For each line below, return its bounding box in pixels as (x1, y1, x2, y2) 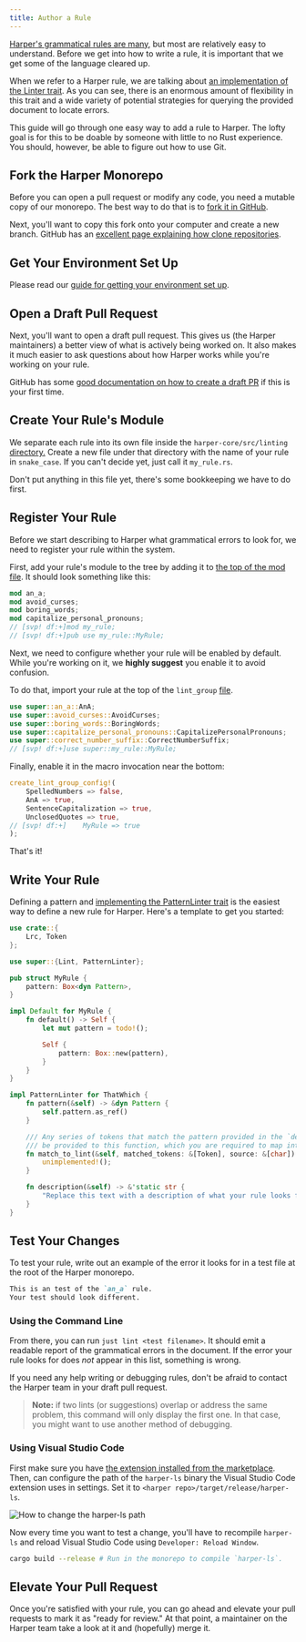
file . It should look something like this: (9, 571, 151, 582)
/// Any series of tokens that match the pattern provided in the (25, 1132, 283, 1141)
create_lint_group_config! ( (9, 779, 117, 788)
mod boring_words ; (9, 606, 79, 615)
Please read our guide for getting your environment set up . (9, 280, 229, 291)
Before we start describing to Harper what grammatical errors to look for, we (9, 534, 297, 545)
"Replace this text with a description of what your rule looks (42, 1191, 291, 1200)
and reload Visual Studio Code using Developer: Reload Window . (19, 1536, 260, 1547)
